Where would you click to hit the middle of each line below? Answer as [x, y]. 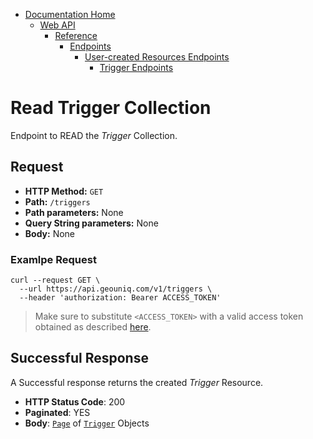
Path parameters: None [74, 212]
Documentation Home [70, 14]
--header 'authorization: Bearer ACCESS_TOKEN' [120, 298]
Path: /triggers [57, 201]
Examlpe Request [53, 259]
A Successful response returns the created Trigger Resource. [137, 382]
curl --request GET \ [55, 280]
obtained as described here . [93, 327]
